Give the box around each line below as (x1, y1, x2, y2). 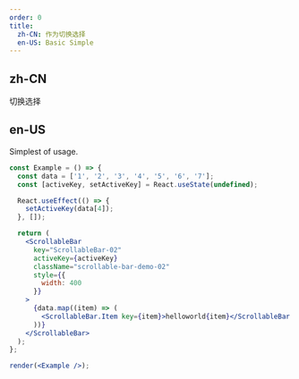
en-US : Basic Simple (17, 38, 94, 47)
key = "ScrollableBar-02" (32, 245, 123, 255)
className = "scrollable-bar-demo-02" (32, 262, 170, 271)
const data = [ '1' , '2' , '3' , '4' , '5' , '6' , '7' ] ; (17, 172, 215, 181)
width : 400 (41, 279, 82, 288)
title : (9, 21, 34, 30)
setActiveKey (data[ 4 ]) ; (25, 205, 115, 214)
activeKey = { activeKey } (32, 254, 118, 263)
